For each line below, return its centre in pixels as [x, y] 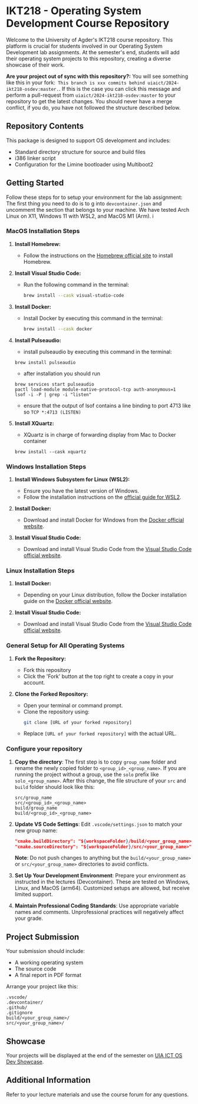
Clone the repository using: [56, 712]
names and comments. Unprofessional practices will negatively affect [99, 912]
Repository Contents [45, 126]
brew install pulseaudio [45, 362]
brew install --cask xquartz [50, 452]
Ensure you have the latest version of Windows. [81, 490]
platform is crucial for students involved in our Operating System [85, 46]
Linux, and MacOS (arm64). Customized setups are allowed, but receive [102, 888]
